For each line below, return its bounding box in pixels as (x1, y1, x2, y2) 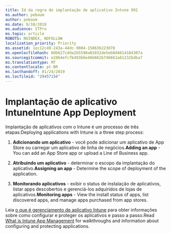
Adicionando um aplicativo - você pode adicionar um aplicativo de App (12, 139, 164, 145)
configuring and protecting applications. (5, 223, 90, 229)
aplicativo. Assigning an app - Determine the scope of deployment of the (12, 165, 166, 171)
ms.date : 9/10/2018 (5, 21, 47, 27)
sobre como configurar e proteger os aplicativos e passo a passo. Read (5, 212, 155, 218)
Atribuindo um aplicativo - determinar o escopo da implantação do (12, 159, 155, 166)
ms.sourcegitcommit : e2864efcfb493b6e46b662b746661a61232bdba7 (5, 55, 143, 60)
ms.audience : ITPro (5, 27, 47, 32)
